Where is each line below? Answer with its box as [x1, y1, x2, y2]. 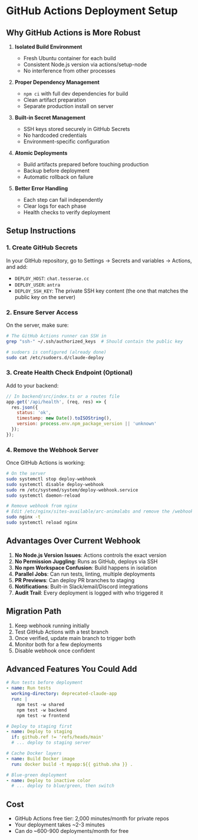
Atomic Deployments [14, 149, 68, 156]
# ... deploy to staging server [11, 740, 91, 746]
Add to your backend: [6, 382, 59, 389]
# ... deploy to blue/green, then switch [11, 783, 115, 789]
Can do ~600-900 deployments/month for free [14, 828, 129, 835]
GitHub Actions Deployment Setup [6, 4, 178, 18]
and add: [6, 263, 28, 270]
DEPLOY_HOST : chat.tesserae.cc [14, 274, 90, 281]
